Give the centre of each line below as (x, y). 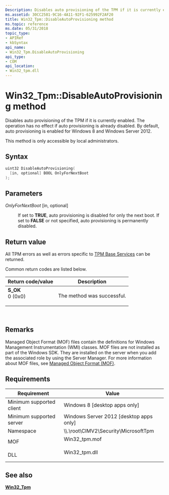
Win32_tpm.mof (83, 439)
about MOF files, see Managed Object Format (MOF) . (60, 363)
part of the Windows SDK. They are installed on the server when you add (81, 352)
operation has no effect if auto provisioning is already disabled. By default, (82, 126)
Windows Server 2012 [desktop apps (108, 416)
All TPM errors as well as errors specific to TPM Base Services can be (78, 254)
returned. (15, 259)
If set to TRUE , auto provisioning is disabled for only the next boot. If (89, 215)
